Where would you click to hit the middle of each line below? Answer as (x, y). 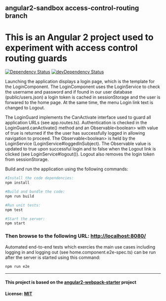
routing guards (36, 58)
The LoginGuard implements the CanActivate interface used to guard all (78, 117)
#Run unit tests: (23, 205)
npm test (14, 210)
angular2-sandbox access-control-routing (72, 8)
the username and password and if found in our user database (69, 92)
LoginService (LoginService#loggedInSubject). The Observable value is (78, 144)
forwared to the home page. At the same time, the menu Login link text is (79, 102)
